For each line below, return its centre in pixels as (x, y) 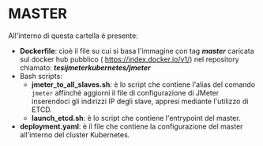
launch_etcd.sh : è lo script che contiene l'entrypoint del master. (136, 118)
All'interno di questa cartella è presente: (73, 36)
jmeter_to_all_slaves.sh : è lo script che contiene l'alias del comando (143, 84)
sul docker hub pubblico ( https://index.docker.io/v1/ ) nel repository (129, 59)
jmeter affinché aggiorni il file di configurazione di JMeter (125, 92)
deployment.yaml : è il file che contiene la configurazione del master (131, 126)
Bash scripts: (41, 76)
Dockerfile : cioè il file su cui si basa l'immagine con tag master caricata (137, 51)
